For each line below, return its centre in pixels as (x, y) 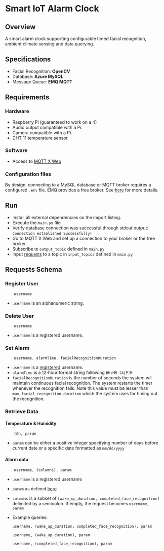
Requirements (27, 97)
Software (17, 150)
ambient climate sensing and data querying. (50, 44)
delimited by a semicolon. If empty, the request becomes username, (81, 503)
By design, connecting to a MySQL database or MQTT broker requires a (78, 185)
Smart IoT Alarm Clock (52, 9)
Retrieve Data (22, 411)
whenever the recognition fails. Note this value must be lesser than (80, 388)
